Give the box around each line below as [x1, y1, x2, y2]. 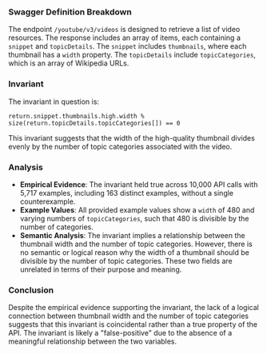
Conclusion [8, 284, 54, 296]
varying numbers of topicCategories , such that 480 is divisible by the [19, 213, 249, 223]
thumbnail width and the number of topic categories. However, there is [19, 239, 253, 249]
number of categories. [19, 222, 94, 232]
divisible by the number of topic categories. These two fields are [19, 256, 233, 265]
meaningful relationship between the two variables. [8, 336, 177, 346]
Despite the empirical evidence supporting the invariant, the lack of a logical [8, 303, 260, 312]
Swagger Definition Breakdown [8, 6, 132, 18]
